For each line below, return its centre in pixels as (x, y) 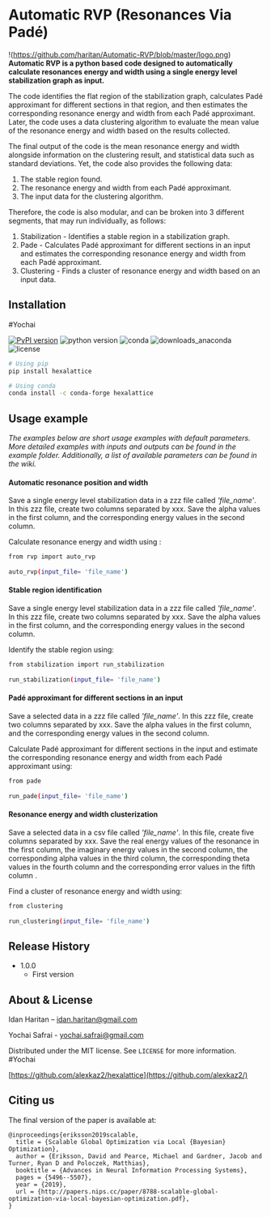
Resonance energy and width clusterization (83, 814)
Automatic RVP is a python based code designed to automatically (121, 63)
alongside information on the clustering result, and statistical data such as (131, 155)
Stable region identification (55, 590)
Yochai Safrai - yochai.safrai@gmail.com (76, 1035)
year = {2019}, (41, 1185)
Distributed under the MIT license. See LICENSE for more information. (123, 1050)
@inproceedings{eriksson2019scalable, (74, 1135)
